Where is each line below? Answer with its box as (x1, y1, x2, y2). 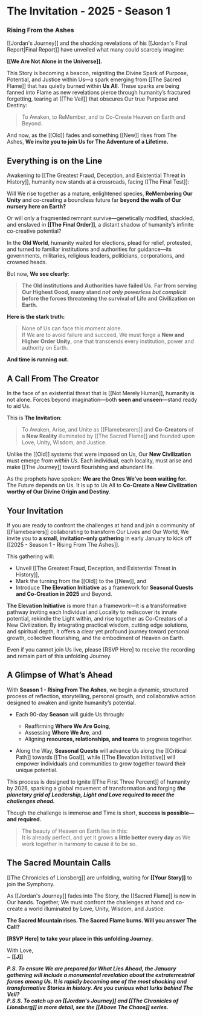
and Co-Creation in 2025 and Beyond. (15, 590, 112, 598)
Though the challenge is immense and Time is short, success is (7, 809, 166, 816)
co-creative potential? (7, 227, 62, 235)
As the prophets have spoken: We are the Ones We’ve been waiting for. (7, 475, 187, 482)
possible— (166, 809, 195, 816)
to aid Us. (7, 402, 31, 410)
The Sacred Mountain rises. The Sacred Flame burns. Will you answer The (7, 916, 197, 924)
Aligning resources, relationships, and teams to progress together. (24, 735, 193, 742)
